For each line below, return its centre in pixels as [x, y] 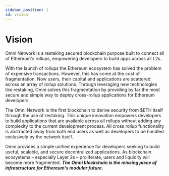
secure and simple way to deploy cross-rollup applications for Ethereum [80, 95]
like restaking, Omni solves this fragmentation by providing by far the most [82, 90]
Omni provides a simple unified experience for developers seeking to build [82, 147]
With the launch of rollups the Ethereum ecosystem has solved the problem [83, 68]
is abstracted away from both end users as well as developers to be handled [84, 132]
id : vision [17, 15]
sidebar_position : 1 [27, 10]
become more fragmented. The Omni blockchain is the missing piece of [81, 163]
